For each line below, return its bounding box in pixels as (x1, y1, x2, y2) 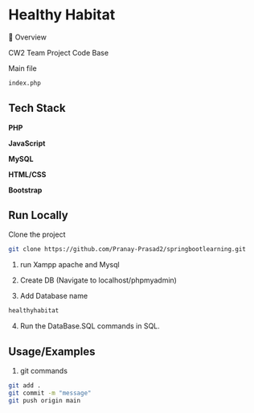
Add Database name (19, 291, 88, 301)
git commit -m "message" (8, 389, 92, 397)
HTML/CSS (8, 169, 47, 179)
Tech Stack (8, 101, 66, 115)
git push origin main (8, 396, 81, 404)
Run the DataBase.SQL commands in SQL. (19, 321, 161, 331)
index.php (8, 79, 42, 87)
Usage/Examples (8, 345, 96, 358)
